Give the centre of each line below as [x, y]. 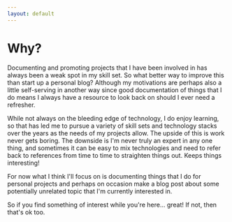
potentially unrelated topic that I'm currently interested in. [90, 191]
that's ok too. [26, 212]
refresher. [21, 105]
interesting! [23, 163]
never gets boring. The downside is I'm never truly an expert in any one [110, 140]
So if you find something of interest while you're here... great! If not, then [112, 205]
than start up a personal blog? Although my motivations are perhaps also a [115, 82]
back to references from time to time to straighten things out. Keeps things [115, 155]
